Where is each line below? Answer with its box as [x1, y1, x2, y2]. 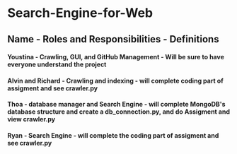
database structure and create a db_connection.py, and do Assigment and [7, 107, 230, 116]
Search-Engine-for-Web [7, 5, 154, 21]
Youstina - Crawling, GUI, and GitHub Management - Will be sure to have [7, 53, 224, 61]
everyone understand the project [7, 60, 107, 69]
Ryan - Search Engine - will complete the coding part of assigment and [7, 131, 219, 139]
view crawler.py [7, 115, 55, 124]
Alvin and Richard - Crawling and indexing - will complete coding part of [7, 76, 224, 85]
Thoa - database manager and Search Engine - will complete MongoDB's [7, 100, 226, 109]
